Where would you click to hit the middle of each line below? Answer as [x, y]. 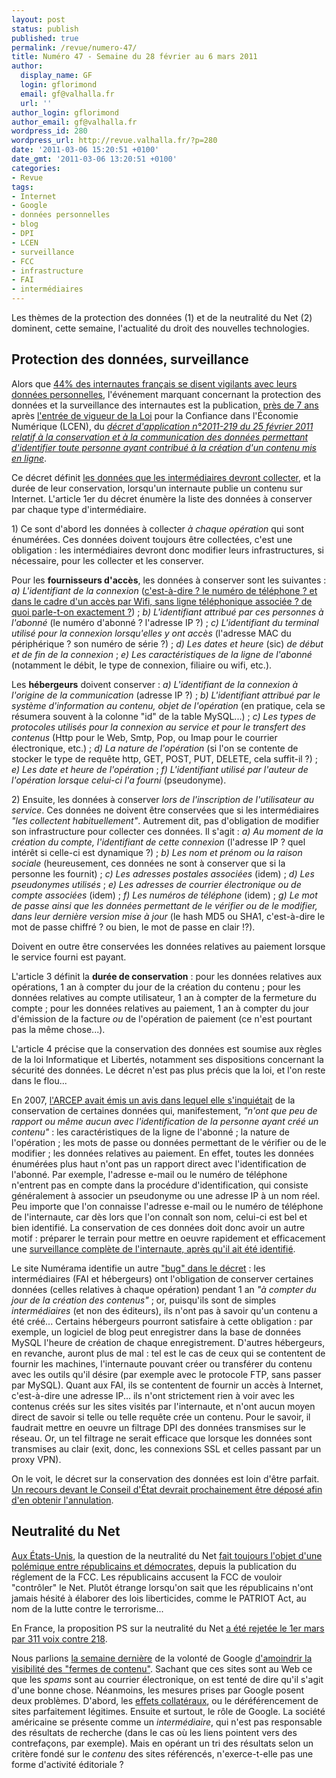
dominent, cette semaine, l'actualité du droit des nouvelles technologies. [160, 328]
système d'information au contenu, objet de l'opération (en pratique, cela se [168, 705]
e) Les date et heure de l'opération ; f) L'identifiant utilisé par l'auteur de [160, 769]
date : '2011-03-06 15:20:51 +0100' [85, 150]
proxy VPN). [36, 1459]
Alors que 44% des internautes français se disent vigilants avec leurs [154, 383]
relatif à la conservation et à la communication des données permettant [160, 437]
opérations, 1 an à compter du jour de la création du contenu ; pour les [156, 987]
